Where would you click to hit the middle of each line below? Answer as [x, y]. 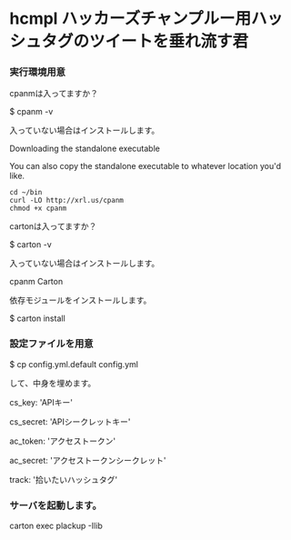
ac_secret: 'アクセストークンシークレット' [88, 460]
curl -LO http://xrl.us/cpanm [67, 201]
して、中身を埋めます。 [53, 383]
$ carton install [37, 318]
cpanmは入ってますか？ [54, 94]
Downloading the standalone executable [85, 149]
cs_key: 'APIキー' [41, 402]
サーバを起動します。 [55, 505]
